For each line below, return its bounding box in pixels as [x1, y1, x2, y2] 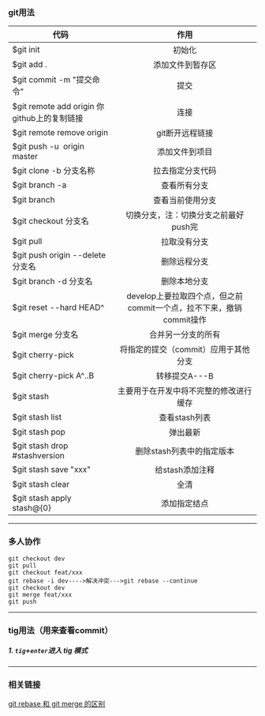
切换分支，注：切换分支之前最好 [125, 209, 244, 220]
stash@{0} [12, 503, 51, 514]
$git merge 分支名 [12, 330, 79, 341]
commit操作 [162, 315, 207, 326]
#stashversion [12, 450, 65, 462]
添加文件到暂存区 [153, 59, 217, 70]
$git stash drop [12, 440, 69, 451]
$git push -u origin [12, 141, 85, 152]
